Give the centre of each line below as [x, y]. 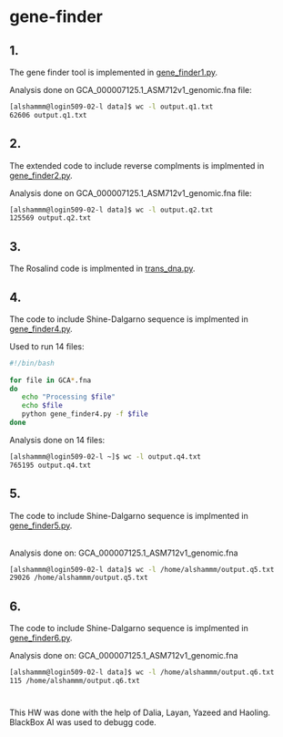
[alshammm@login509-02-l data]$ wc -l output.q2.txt [111, 210]
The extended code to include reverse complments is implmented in [137, 165]
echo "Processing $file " [69, 397]
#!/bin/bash [32, 363]
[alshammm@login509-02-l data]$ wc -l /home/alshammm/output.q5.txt [142, 569]
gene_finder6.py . [41, 638]
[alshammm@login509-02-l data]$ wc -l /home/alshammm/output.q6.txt [142, 672]
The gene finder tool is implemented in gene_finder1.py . [114, 72]
